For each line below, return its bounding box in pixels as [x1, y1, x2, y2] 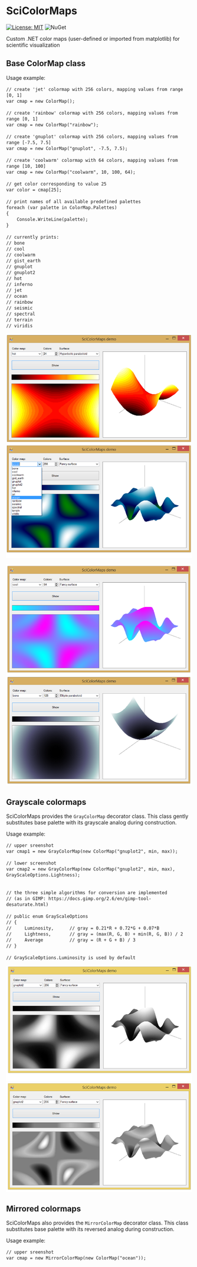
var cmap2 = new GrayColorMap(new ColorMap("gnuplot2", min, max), [6, 866, 176, 872]
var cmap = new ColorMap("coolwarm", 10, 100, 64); [6, 169, 136, 175]
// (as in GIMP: [6, 896, 46, 902]
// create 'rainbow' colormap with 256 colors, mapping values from [6, 110, 178, 116]
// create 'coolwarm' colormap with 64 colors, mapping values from [6, 157, 178, 163]
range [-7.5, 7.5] [6, 139, 51, 145]
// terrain [6, 317, 33, 323]
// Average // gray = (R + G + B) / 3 [6, 937, 136, 943]
